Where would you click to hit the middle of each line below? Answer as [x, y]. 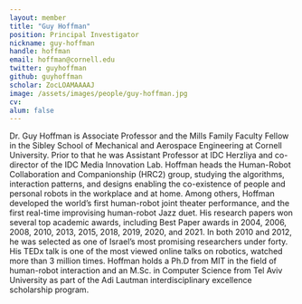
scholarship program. [49, 290]
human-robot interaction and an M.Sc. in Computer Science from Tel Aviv [146, 271]
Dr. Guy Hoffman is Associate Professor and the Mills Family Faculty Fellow [149, 136]
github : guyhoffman [46, 77]
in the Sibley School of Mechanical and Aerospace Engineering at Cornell [146, 146]
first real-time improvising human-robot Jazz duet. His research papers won [151, 213]
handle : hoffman [40, 52]
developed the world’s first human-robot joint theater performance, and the [150, 204]
